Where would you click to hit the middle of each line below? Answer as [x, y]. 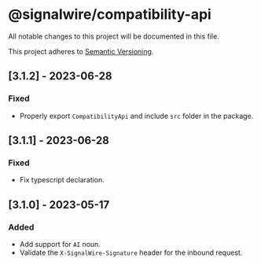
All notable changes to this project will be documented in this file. [114, 36]
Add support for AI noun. [60, 244]
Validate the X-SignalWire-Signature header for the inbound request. [131, 252]
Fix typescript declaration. [62, 180]
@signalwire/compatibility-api [110, 15]
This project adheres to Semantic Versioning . [81, 51]
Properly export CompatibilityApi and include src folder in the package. [136, 116]
